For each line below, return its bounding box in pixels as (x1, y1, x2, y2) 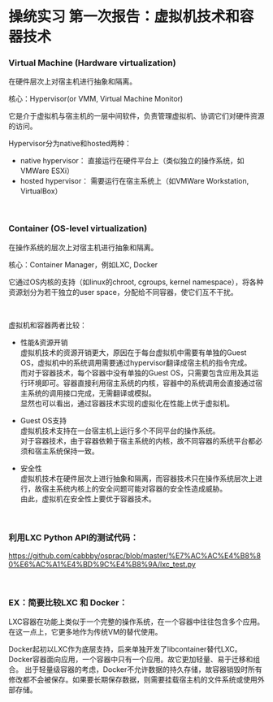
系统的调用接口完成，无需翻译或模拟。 (27, 388, 156, 398)
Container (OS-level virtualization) (8, 223, 148, 234)
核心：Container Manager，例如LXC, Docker (8, 259, 158, 269)
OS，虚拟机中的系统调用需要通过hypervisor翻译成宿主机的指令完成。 (19, 357, 252, 367)
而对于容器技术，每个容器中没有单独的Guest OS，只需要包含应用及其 (19, 367, 252, 378)
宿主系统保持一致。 (34, 446, 99, 456)
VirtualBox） (19, 186, 63, 196)
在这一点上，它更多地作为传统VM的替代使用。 (8, 627, 162, 637)
